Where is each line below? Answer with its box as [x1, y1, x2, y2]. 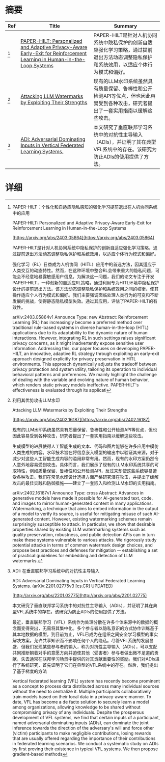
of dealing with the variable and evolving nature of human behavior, [12, 377, 149, 382]
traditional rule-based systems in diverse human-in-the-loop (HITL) [12, 325, 149, 330]
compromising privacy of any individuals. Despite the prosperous [12, 709, 144, 715]
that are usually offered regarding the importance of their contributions [12, 735, 156, 741]
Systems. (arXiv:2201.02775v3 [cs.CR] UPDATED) [12, 583, 113, 589]
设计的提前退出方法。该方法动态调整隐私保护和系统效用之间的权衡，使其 [12, 286, 159, 292]
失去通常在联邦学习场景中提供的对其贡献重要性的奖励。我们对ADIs [21, 656, 156, 662]
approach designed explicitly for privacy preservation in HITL [12, 355, 137, 361]
